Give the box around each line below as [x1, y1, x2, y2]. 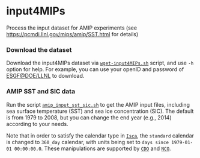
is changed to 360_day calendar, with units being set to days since [6, 138, 169, 145]
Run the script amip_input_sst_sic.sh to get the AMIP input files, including [6, 101, 190, 108]
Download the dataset [6, 45, 72, 54]
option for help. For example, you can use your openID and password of [6, 66, 184, 73]
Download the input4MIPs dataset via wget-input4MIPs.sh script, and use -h [6, 59, 194, 67]
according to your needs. [6, 120, 68, 127]
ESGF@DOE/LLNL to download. [6, 72, 85, 80]
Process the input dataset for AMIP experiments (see [6, 24, 137, 31]
